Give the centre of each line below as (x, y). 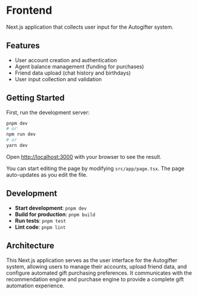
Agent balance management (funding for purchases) (79, 66)
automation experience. (35, 285)
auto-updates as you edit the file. (47, 174)
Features (23, 46)
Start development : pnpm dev (51, 208)
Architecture (30, 246)
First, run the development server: (48, 112)
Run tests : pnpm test (41, 220)
